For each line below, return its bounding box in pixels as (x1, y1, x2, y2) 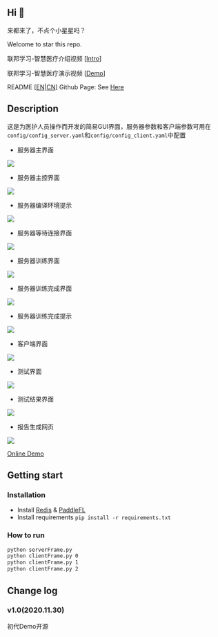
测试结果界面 (17, 395, 54, 403)
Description (7, 103, 59, 115)
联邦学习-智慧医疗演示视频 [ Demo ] (7, 69, 106, 77)
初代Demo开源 (7, 622, 48, 630)
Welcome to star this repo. (7, 39, 83, 48)
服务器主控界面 (17, 173, 60, 181)
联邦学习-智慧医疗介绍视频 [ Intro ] (7, 54, 102, 62)
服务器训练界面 (17, 256, 60, 264)
